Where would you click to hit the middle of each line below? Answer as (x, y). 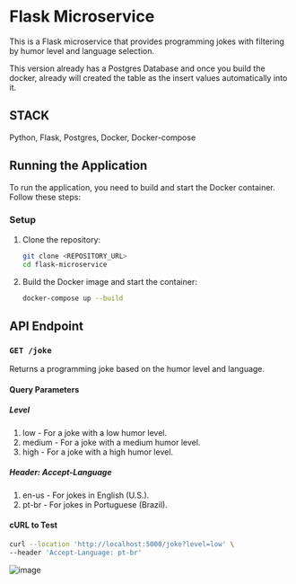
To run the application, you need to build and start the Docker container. (142, 187)
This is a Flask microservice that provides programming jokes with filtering (147, 41)
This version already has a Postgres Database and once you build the (138, 68)
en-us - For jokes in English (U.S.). (86, 495)
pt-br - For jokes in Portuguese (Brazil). (95, 504)
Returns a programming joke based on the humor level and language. (137, 369)
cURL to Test (34, 525)
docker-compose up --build (73, 298)
